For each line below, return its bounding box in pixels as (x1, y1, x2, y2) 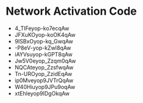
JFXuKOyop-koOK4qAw (14, 31, 76, 38)
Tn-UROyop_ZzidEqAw (14, 70, 73, 77)
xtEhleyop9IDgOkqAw (14, 90, 70, 97)
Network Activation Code (5, 4, 137, 18)
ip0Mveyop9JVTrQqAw (14, 77, 74, 84)
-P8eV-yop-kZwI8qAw (14, 44, 71, 51)
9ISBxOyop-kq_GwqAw (14, 37, 73, 45)
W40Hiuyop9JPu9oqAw (14, 83, 76, 90)
